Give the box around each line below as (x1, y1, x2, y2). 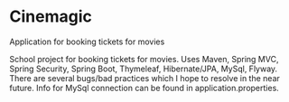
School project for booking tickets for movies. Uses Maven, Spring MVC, (9, 53, 279, 64)
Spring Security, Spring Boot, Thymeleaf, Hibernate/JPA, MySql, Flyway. (9, 63, 278, 74)
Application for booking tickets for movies (9, 36, 165, 47)
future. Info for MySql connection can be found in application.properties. (9, 82, 280, 93)
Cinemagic (9, 6, 92, 27)
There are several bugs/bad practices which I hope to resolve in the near (9, 72, 280, 83)
